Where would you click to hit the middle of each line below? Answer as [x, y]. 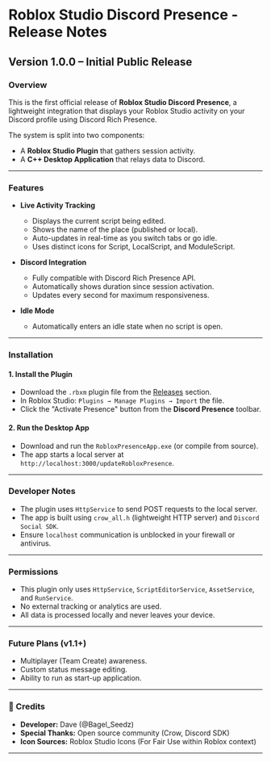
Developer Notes [42, 492]
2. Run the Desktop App [49, 427]
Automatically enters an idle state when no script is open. [127, 327]
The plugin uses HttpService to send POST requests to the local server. [139, 509]
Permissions [33, 571]
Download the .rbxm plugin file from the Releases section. [116, 392]
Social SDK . [39, 525]
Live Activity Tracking [57, 205]
